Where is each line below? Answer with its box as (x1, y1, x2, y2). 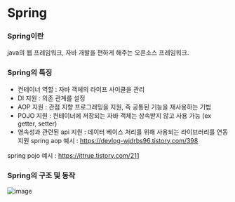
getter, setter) (17, 119, 58, 128)
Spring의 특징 (7, 68, 53, 78)
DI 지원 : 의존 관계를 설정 (17, 93, 86, 102)
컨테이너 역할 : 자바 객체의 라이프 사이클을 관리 (17, 85, 145, 93)
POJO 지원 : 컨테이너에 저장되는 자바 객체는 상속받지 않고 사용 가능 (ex (17, 111, 212, 120)
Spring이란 (7, 32, 44, 41)
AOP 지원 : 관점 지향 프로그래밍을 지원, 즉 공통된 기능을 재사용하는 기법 (17, 102, 212, 111)
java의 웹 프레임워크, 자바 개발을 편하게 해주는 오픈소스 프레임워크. (7, 48, 189, 57)
